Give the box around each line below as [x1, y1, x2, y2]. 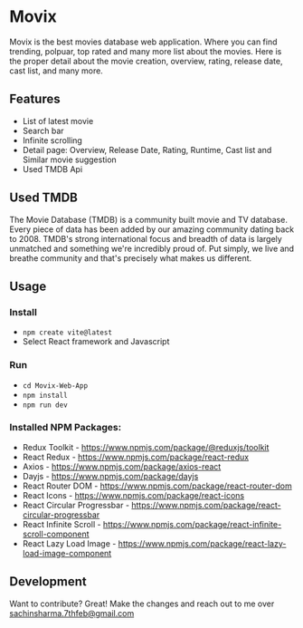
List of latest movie [22, 115, 94, 126]
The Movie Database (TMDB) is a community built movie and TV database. [9, 214, 288, 225]
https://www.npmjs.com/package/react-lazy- [118, 537, 287, 549]
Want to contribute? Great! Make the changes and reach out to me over [9, 598, 275, 609]
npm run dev [22, 401, 68, 410]
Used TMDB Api [22, 163, 83, 174]
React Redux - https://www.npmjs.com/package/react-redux [22, 451, 250, 462]
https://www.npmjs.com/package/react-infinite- [102, 518, 282, 529]
